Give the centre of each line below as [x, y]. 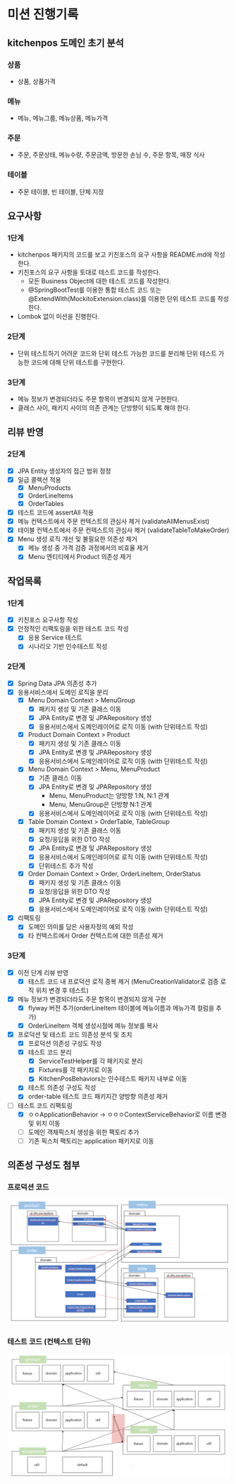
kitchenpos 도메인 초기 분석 [66, 43]
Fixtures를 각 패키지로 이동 [76, 1070]
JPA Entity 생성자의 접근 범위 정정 [64, 471]
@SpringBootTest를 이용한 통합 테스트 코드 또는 [95, 290]
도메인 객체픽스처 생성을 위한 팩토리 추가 [83, 1132]
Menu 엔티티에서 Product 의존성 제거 [80, 557]
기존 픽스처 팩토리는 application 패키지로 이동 [91, 1141]
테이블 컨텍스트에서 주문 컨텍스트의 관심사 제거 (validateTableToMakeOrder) [123, 530]
